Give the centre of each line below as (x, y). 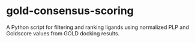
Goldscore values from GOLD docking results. (63, 33)
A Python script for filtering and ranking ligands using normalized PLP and (97, 27)
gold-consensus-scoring (70, 11)
